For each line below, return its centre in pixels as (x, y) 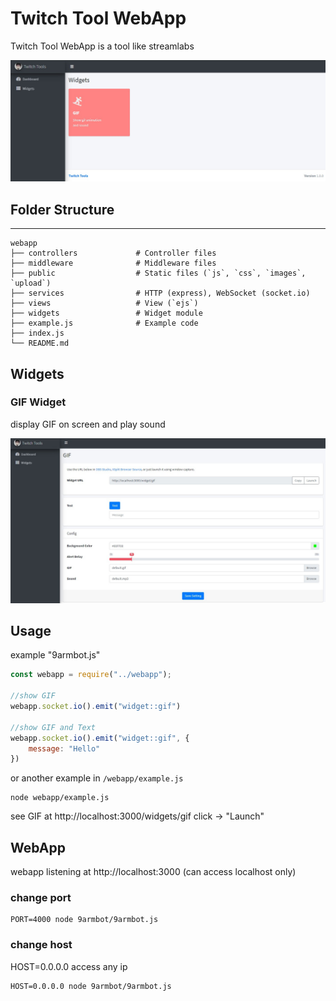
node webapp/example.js (60, 798)
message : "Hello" (64, 748)
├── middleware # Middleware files (113, 263)
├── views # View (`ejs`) (104, 303)
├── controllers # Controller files (113, 253)
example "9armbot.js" (55, 655)
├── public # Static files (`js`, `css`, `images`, (158, 273)
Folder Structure (62, 209)
